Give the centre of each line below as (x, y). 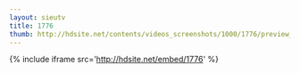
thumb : (21, 34)
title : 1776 (31, 26)
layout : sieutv (37, 17)
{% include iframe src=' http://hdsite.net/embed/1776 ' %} (114, 60)
